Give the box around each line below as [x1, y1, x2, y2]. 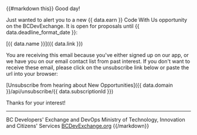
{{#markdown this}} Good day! [6, 5, 80, 12]
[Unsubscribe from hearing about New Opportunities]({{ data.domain [6, 82, 173, 89]
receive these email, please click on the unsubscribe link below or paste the [6, 64, 189, 71]
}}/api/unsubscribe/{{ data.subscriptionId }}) [6, 88, 114, 95]
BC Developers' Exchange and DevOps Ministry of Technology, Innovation [6, 116, 186, 123]
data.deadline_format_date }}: [6, 29, 78, 36]
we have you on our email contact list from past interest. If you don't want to [6, 58, 191, 65]
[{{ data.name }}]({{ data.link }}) [6, 41, 83, 47]
